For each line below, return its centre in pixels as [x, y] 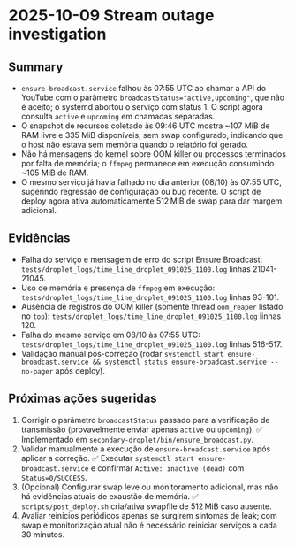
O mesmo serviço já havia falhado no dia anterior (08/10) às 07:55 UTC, [151, 182]
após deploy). [80, 370]
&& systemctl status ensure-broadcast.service [179, 362]
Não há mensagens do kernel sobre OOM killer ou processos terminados [153, 154]
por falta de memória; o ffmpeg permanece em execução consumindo [147, 163]
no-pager [37, 371]
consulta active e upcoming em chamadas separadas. [118, 116]
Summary [36, 67]
